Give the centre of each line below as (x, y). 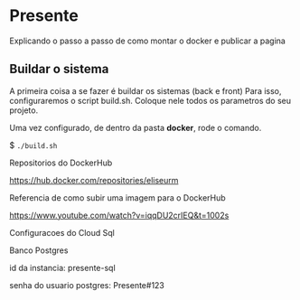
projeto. (24, 110)
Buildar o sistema (59, 69)
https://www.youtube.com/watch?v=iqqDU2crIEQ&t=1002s (119, 215)
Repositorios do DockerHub (61, 163)
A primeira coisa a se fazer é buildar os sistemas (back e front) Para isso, (145, 90)
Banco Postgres (39, 250)
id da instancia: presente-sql (62, 267)
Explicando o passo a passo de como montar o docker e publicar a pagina (148, 41)
